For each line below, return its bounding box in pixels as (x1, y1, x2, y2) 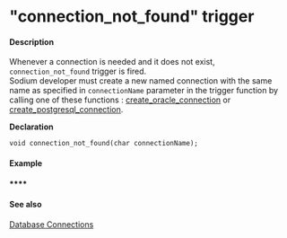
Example (9, 157, 43, 168)
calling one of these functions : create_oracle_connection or (9, 94, 231, 105)
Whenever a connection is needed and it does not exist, (9, 57, 215, 67)
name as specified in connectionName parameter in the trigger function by (9, 85, 279, 96)
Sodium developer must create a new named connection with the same (9, 75, 273, 86)
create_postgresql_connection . (9, 104, 124, 115)
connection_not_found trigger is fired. (9, 66, 147, 77)
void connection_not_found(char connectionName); (9, 139, 199, 148)
